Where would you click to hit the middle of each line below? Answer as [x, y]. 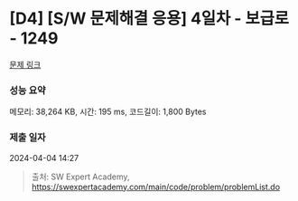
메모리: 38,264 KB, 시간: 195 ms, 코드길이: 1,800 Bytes [108, 112]
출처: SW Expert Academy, [80, 177]
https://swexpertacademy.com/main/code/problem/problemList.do [156, 187]
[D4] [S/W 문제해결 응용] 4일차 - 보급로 [149, 19]
